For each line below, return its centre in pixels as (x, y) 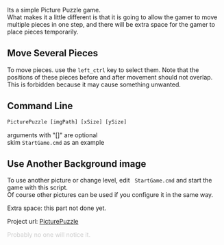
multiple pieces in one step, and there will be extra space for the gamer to (111, 24)
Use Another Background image (77, 164)
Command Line (40, 106)
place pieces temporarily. (43, 32)
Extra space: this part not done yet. (57, 208)
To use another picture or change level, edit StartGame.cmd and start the (110, 180)
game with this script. (38, 187)
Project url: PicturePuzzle (43, 222)
